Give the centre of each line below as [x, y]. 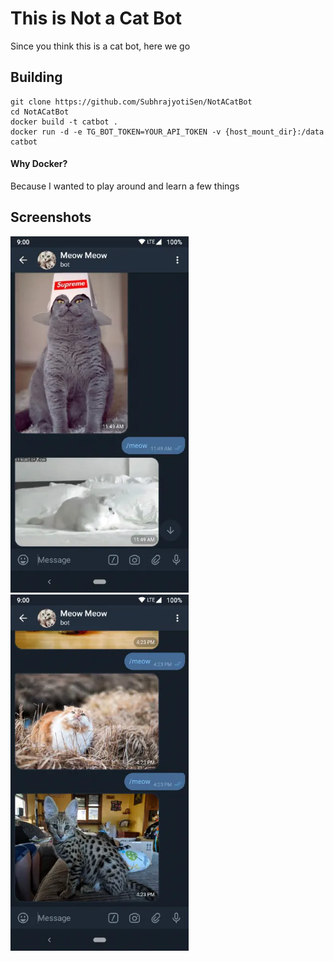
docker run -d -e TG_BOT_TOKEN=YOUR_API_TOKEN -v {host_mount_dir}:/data [167, 132]
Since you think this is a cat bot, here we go [100, 46]
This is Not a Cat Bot [96, 18]
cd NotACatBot [40, 112]
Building [36, 77]
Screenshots [51, 217]
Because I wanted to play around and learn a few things [125, 186]
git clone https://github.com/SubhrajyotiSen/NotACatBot [131, 102]
